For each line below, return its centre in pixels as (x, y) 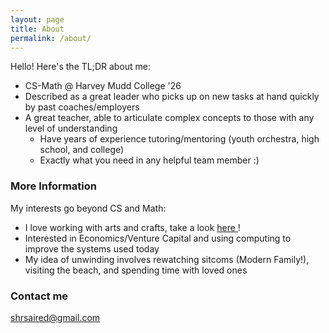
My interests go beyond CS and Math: (88, 208)
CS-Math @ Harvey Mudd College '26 (103, 86)
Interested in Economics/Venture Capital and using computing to (158, 238)
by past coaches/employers (82, 107)
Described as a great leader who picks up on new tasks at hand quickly (172, 97)
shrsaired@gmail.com (55, 317)
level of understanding (71, 128)
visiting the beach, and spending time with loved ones (136, 270)
